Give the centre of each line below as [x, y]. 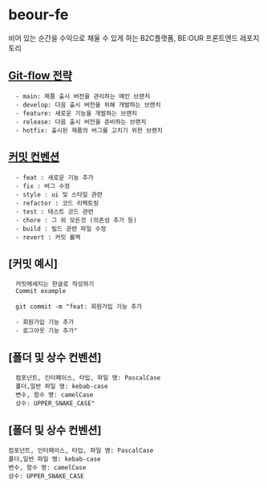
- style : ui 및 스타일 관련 [59, 194]
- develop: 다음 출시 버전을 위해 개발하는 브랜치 [88, 105]
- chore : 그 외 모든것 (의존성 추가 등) [77, 220]
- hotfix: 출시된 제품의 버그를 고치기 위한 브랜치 [89, 130]
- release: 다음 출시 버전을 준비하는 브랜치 [81, 122]
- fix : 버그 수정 [43, 186]
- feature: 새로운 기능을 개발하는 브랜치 [77, 113]
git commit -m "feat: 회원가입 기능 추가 [79, 307]
